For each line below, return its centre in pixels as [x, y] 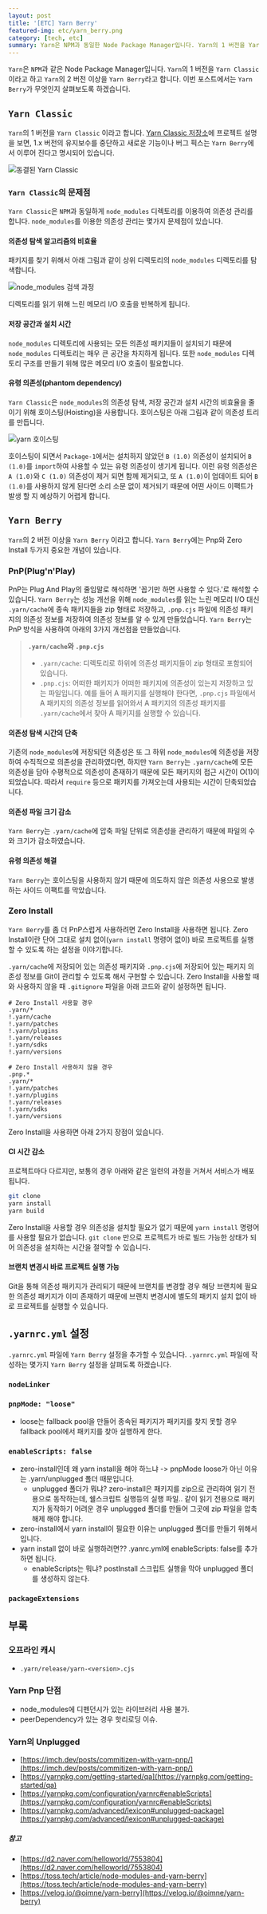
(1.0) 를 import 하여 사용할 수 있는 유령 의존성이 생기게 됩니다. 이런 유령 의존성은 [133, 466]
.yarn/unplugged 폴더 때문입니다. [81, 1479]
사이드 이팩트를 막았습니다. [65, 890]
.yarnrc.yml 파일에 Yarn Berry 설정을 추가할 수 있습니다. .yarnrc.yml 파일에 [129, 1354]
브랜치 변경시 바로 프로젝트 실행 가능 [64, 1267]
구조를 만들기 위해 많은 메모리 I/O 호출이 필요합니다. [103, 363]
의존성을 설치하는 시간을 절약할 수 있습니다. [84, 1247]
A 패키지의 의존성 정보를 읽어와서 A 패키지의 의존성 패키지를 [133, 702]
